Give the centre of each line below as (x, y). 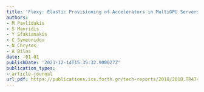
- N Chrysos (21, 46)
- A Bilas (19, 51)
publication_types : (31, 68)
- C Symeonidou (25, 40)
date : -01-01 (23, 57)
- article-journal (29, 74)
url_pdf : (17, 79)
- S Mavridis (23, 29)
